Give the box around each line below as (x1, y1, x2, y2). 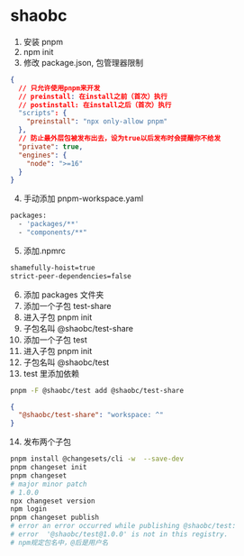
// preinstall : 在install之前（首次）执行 (18, 92, 167, 101)
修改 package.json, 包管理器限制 (23, 57, 144, 68)
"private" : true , (18, 141, 84, 151)
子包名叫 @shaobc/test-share (23, 323, 134, 333)
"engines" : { (18, 150, 68, 160)
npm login (10, 505, 48, 514)
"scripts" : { (18, 109, 68, 118)
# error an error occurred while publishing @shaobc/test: (10, 522, 237, 531)
